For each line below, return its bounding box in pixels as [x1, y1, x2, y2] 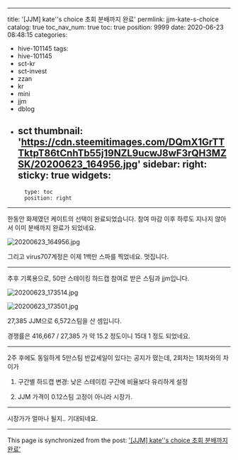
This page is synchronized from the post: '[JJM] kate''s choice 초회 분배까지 [7, 436, 228, 444]
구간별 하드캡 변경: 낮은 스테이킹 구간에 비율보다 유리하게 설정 [17, 377, 188, 385]
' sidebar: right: [137, 158, 208, 170]
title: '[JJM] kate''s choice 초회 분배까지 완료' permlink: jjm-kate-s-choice [7, 15, 220, 23]
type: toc [24, 188, 53, 195]
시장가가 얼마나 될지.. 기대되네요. [7, 414, 98, 422]
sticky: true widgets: [17, 170, 111, 182]
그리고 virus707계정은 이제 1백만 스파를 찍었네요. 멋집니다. [7, 252, 169, 261]
